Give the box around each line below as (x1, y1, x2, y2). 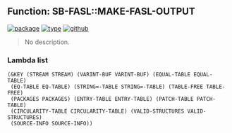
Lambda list (7, 55, 48, 65)
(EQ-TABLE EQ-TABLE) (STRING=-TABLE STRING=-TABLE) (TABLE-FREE (10, 83, 203, 90)
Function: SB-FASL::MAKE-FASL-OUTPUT (7, 6, 195, 17)
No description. (24, 38, 70, 46)
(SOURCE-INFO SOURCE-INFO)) (10, 120, 93, 127)
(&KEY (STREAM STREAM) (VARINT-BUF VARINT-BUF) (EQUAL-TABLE (7, 71, 191, 78)
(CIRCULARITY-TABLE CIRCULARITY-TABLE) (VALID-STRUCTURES (10, 108, 185, 115)
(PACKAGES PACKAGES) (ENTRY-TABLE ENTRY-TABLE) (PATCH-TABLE (10, 96, 194, 103)
